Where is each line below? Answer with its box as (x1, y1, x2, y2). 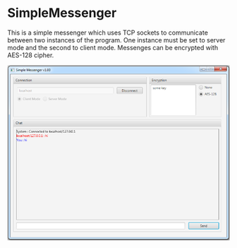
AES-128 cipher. (7, 51, 54, 59)
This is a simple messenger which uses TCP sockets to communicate (7, 28, 208, 37)
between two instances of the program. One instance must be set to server (7, 35, 226, 44)
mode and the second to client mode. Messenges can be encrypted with (7, 43, 219, 52)
